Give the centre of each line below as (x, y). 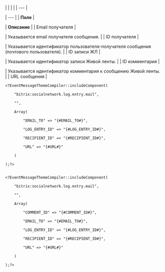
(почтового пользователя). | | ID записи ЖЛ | (53, 52)
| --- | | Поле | (20, 17)
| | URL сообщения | (26, 76)
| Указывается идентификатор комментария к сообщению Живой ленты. (83, 71)
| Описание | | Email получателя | (41, 27)
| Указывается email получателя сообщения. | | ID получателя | (72, 37)
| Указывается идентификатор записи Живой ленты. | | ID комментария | (82, 61)
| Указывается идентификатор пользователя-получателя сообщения (78, 46)
